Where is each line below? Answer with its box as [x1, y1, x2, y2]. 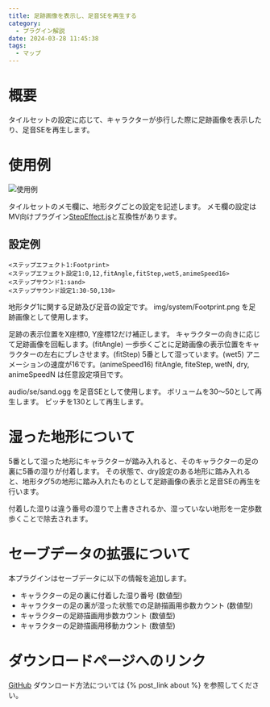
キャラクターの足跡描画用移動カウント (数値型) [19, 621, 176, 630]
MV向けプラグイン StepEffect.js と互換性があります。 [8, 211, 181, 221]
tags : [8, 42, 27, 50]
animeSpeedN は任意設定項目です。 [8, 369, 127, 379]
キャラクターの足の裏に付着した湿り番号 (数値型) [19, 590, 183, 600]
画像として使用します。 [15, 312, 93, 321]
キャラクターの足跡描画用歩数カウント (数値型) [19, 610, 176, 620]
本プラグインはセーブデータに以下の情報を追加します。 [8, 573, 191, 583]
